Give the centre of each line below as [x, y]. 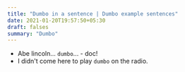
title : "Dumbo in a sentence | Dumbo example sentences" [93, 14]
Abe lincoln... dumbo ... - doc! [58, 54]
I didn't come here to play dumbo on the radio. [83, 61]
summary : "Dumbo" [33, 34]
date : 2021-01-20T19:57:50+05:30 [56, 20]
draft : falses [28, 27]
